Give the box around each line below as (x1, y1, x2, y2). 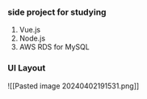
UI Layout (7, 62, 46, 74)
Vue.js (19, 25, 41, 35)
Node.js (19, 33, 46, 43)
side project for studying (7, 6, 107, 18)
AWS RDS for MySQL (19, 42, 90, 52)
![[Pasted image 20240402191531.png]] (7, 80, 140, 91)
